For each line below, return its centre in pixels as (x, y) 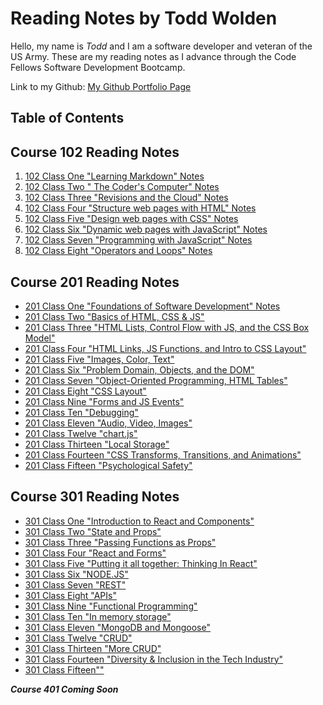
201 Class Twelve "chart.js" (81, 433)
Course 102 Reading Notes (95, 152)
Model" (40, 338)
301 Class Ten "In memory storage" (98, 616)
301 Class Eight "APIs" (70, 595)
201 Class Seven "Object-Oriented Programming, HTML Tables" (156, 380)
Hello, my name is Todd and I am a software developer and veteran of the (161, 46)
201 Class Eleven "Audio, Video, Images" (108, 423)
